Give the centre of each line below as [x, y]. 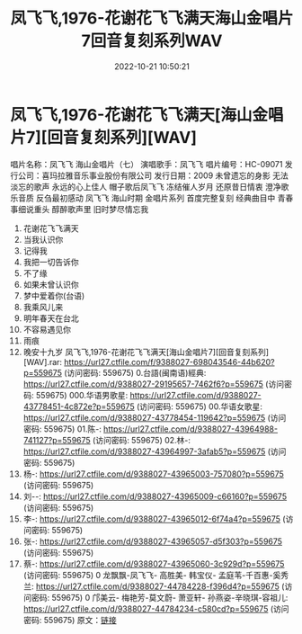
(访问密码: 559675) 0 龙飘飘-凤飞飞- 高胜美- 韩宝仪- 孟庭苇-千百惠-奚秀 [156, 575]
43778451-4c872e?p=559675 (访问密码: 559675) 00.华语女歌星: [143, 406]
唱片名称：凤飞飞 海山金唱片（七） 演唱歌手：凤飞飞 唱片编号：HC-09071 [147, 164]
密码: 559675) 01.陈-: [62, 429]
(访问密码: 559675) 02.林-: [142, 440]
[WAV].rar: [42, 362]
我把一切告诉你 [51, 262]
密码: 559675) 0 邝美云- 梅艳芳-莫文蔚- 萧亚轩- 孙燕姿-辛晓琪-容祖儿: [160, 597]
